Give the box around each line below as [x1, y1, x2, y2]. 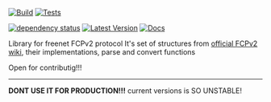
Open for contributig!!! [8, 63, 82, 72]
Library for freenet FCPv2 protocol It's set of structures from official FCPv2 [8, 39, 258, 48]
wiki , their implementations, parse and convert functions [8, 47, 196, 56]
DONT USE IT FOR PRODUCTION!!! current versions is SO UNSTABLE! [8, 86, 243, 96]
